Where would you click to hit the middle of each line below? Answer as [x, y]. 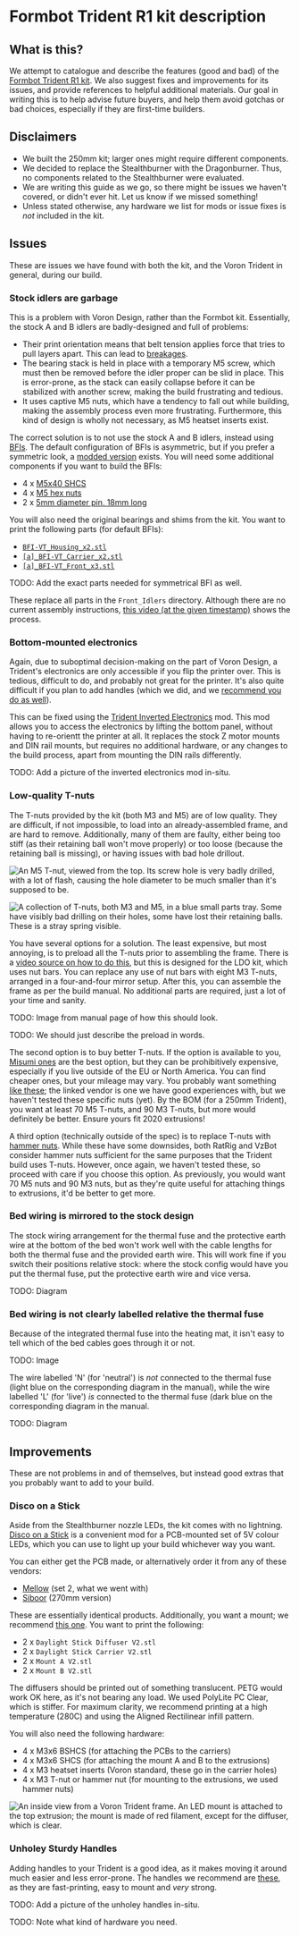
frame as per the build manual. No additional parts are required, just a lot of [148, 991]
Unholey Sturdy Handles [63, 1848]
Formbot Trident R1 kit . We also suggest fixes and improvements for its [139, 80]
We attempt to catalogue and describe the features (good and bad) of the [144, 71]
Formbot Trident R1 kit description [138, 17]
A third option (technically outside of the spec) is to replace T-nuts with [140, 1136]
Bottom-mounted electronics [74, 642]
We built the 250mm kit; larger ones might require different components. [155, 158]
